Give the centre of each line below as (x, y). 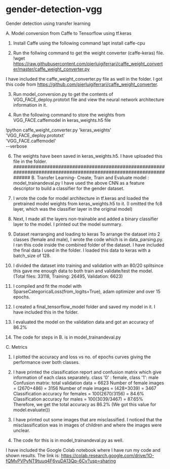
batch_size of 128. (32, 255)
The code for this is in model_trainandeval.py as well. (68, 440)
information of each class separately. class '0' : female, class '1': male (86, 377)
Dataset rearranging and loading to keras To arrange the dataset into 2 (87, 234)
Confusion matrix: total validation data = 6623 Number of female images (89, 383)
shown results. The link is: (33, 455)
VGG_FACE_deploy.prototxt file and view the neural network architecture (89, 99)
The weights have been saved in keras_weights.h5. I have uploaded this (88, 156)
